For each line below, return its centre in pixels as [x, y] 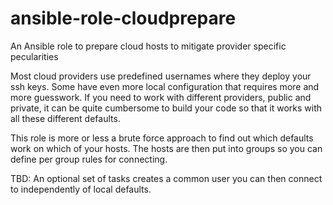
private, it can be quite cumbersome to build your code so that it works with [166, 108]
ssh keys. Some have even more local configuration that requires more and [165, 86]
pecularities [34, 56]
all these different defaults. [65, 118]
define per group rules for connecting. [89, 159]
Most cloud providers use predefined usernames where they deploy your [161, 76]
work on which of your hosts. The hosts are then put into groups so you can [166, 148]
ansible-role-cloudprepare [123, 18]
